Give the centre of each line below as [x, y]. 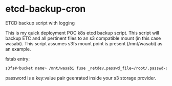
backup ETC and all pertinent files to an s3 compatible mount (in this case [83, 38]
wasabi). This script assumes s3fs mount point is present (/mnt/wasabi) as [84, 43]
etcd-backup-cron [46, 9]
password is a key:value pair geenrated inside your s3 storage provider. [81, 78]
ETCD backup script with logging [40, 23]
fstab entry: [17, 59]
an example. [18, 49]
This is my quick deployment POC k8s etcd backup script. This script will [82, 33]
